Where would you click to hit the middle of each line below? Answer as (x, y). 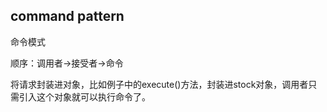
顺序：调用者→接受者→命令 (67, 63)
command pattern (67, 16)
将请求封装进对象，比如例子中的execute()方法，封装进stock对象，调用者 (159, 84)
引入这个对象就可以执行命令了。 (84, 96)
